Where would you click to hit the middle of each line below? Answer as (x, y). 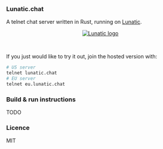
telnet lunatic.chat (32, 73)
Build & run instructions (41, 99)
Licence (18, 128)
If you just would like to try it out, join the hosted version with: (82, 57)
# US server (21, 67)
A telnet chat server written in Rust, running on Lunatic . (74, 22)
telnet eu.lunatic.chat (36, 84)
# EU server (21, 79)
